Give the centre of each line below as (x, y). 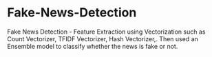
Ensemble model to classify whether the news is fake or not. (93, 46)
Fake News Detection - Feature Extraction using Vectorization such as (106, 32)
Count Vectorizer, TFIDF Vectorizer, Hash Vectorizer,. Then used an (103, 38)
